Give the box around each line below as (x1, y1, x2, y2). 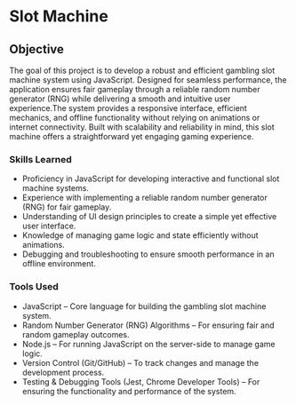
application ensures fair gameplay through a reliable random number (9, 84, 260, 94)
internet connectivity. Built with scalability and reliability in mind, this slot (9, 122, 276, 132)
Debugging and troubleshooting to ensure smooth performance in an (21, 249, 275, 259)
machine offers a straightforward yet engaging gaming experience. (9, 131, 255, 141)
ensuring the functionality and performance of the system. (21, 385, 237, 396)
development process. (21, 367, 105, 377)
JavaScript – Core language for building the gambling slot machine (21, 300, 267, 312)
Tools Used (9, 281, 60, 293)
